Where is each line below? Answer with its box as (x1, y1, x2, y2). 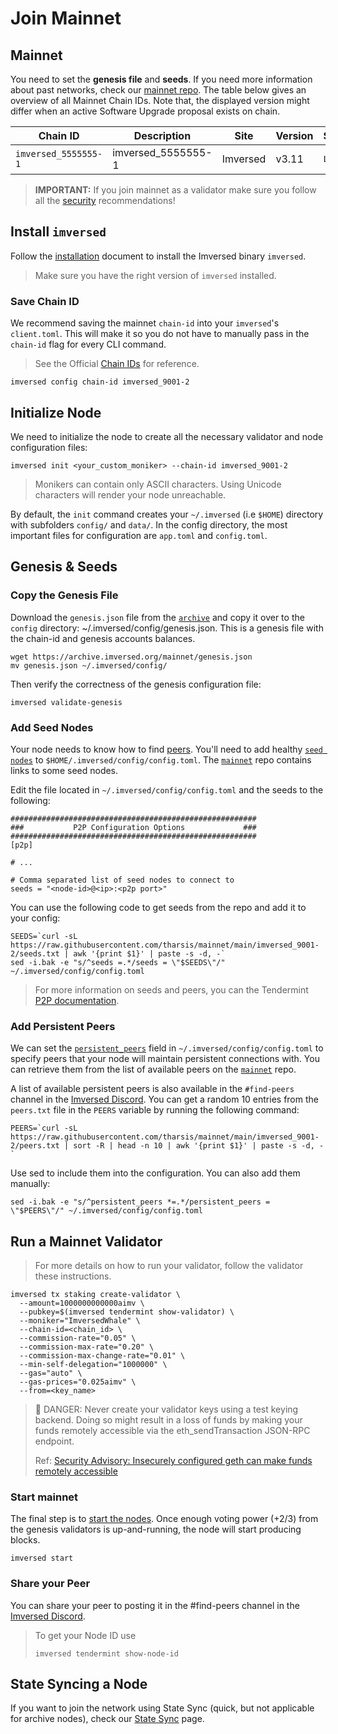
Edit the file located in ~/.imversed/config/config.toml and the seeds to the (10, 783, 324, 796)
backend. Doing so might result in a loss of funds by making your (34, 1414, 303, 1426)
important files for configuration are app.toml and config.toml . (10, 529, 268, 541)
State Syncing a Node (10, 1676, 148, 1692)
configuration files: (10, 441, 88, 453)
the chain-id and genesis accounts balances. (10, 632, 196, 644)
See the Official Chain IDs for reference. (34, 358, 200, 370)
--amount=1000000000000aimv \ (19, 1298, 145, 1309)
